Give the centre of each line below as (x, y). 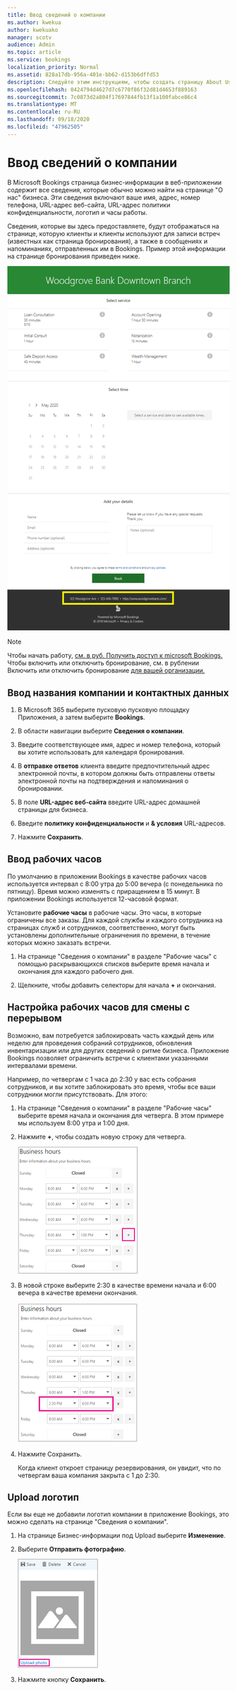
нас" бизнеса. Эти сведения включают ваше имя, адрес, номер (104, 197)
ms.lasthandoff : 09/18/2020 (49, 120)
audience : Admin (31, 45)
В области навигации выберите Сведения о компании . (101, 731)
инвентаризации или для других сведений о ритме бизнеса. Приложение (118, 1050)
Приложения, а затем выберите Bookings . (81, 717)
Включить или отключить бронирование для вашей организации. (106, 670)
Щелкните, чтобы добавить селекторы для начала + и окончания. (117, 985)
